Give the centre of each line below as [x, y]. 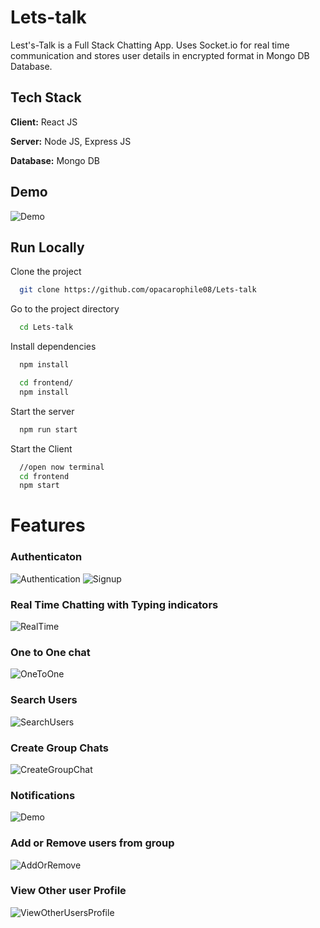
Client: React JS [44, 122]
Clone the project [46, 272]
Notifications [43, 795]
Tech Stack [46, 97]
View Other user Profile [68, 891]
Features [48, 525]
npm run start [48, 429]
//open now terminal [62, 467]
